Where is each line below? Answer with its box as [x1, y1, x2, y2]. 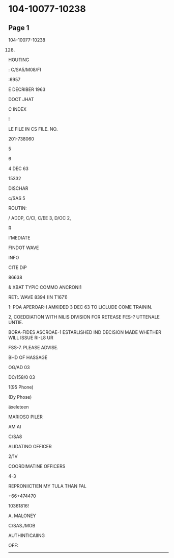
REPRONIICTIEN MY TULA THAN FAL [8, 483, 87, 489]
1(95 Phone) [8, 384, 34, 390]
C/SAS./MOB [8, 523, 36, 528]
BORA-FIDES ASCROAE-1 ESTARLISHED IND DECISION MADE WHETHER [8, 329, 162, 335]
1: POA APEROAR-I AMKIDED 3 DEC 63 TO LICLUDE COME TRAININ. [8, 304, 153, 310]
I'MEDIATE [8, 235, 31, 240]
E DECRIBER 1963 [8, 86, 46, 92]
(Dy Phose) [8, 394, 32, 400]
